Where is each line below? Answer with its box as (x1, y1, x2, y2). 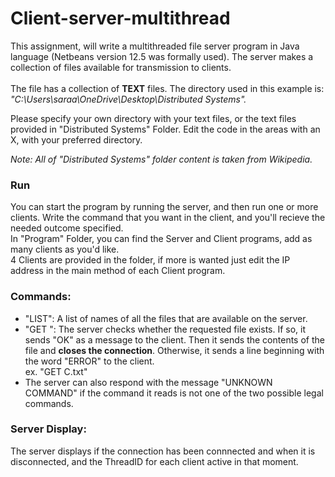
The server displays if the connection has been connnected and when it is (10, 445, 316, 457)
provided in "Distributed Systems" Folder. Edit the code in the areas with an (10, 123, 321, 135)
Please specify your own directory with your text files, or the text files (10, 112, 297, 124)
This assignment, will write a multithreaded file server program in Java (10, 40, 300, 52)
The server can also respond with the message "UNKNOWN (24, 376, 273, 388)
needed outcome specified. (10, 222, 124, 234)
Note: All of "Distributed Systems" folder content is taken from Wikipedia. (10, 153, 313, 165)
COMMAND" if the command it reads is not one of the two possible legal (24, 387, 324, 399)
